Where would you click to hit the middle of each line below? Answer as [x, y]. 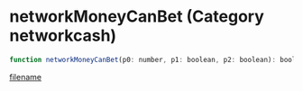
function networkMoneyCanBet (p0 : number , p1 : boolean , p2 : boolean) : [143, 59]
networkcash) [63, 36]
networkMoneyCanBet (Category [137, 17]
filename [26, 77]
